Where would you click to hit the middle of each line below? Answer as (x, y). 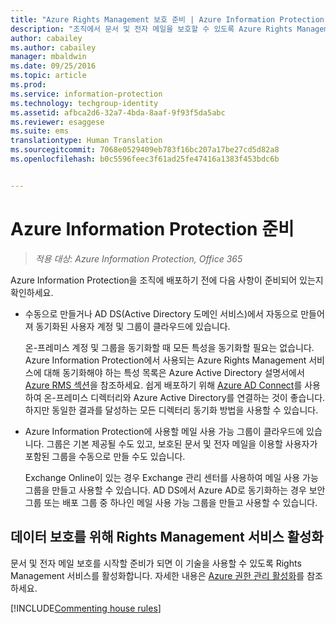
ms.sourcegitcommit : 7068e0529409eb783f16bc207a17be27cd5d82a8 (145, 150)
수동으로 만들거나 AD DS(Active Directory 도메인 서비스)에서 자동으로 (161, 313)
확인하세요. (32, 292)
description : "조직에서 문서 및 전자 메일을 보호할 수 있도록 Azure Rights (151, 29)
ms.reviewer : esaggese (57, 122)
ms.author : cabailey (53, 47)
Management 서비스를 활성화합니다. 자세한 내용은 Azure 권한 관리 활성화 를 (157, 575)
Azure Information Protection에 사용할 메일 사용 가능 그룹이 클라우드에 (164, 431)
